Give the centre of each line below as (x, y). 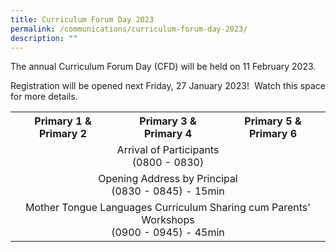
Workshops (168, 220)
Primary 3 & (168, 121)
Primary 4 (168, 134)
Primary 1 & (63, 121)
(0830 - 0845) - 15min (168, 191)
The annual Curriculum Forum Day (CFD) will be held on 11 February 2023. (163, 67)
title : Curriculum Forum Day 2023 (82, 19)
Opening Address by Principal (168, 179)
